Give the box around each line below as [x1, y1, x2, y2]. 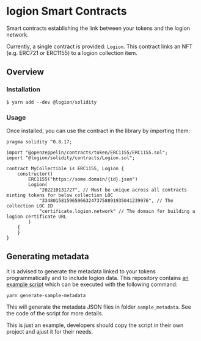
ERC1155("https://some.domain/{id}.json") [28, 176, 138, 182]
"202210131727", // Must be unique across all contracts [38, 187, 188, 193]
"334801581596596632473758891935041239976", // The [38, 197, 174, 204]
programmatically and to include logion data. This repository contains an [6, 274, 189, 281]
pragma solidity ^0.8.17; [6, 138, 72, 145]
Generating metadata [6, 251, 90, 262]
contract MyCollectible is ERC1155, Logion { [6, 165, 124, 171]
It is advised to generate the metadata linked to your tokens [6, 267, 156, 275]
